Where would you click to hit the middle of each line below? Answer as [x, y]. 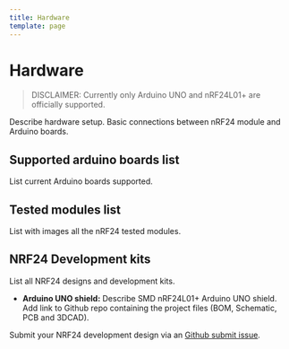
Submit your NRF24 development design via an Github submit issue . [135, 335]
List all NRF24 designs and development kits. [92, 281]
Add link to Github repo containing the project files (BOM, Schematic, [149, 308]
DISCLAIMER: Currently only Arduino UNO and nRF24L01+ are [146, 95]
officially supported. [68, 105]
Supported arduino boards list [94, 159]
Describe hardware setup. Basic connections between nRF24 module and [145, 122]
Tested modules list [65, 209]
